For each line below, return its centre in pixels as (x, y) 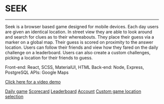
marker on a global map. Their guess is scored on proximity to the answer (79, 42)
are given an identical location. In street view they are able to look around (79, 32)
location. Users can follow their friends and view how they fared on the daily (82, 47)
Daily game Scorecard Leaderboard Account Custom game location (73, 91)
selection (14, 96)
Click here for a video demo (33, 82)
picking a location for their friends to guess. (49, 58)
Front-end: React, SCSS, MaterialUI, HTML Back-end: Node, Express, (74, 67)
